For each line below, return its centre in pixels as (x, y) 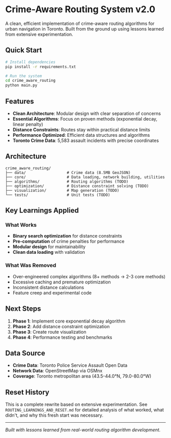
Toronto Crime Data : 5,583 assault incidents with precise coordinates (86, 140)
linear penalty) (28, 124)
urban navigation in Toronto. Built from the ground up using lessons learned (85, 28)
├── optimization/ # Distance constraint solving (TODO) (77, 186)
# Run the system (24, 76)
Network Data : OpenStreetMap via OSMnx (58, 371)
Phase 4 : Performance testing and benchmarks (62, 337)
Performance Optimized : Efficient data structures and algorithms (81, 135)
